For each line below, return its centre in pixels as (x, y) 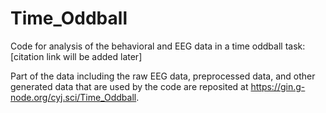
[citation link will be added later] (76, 56)
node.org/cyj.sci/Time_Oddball (73, 97)
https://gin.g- (278, 86)
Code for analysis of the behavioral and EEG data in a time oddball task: (158, 46)
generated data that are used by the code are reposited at (129, 86)
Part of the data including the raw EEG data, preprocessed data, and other (163, 76)
